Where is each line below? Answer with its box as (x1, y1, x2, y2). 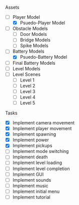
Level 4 (20, 94, 36, 100)
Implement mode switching (12, 148, 69, 154)
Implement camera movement (12, 120, 75, 126)
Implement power (12, 137, 49, 143)
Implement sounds (12, 177, 51, 183)
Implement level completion (12, 166, 70, 172)
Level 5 (20, 100, 35, 106)
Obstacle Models (12, 25, 48, 32)
